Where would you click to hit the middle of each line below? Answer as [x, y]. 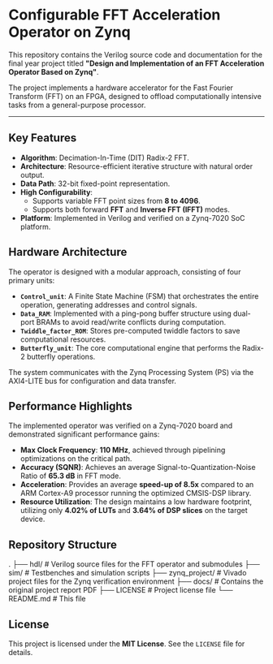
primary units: [32, 280]
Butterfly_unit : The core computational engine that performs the [130, 347]
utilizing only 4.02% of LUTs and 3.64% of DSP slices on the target [134, 511]
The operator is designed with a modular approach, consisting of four [125, 272]
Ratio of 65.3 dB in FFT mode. [71, 476]
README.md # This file [48, 599]
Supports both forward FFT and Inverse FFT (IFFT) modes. [131, 209]
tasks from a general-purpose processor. [77, 105]
